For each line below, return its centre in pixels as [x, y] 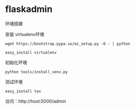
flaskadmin [29, 9]
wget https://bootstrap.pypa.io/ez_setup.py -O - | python [68, 43]
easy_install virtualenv [31, 52]
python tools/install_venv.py [37, 72]
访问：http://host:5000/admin [36, 101]
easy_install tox [23, 91]
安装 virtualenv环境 [25, 34]
